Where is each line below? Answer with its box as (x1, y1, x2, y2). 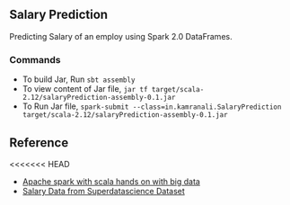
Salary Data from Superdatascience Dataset (22, 185, 186, 196)
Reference (9, 135, 69, 150)
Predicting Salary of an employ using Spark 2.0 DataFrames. (9, 31, 233, 41)
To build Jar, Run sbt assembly (22, 74, 136, 85)
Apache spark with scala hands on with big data (22, 175, 200, 187)
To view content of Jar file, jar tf (22, 84, 148, 94)
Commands (9, 53, 61, 66)
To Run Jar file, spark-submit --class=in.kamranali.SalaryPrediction (22, 101, 282, 111)
